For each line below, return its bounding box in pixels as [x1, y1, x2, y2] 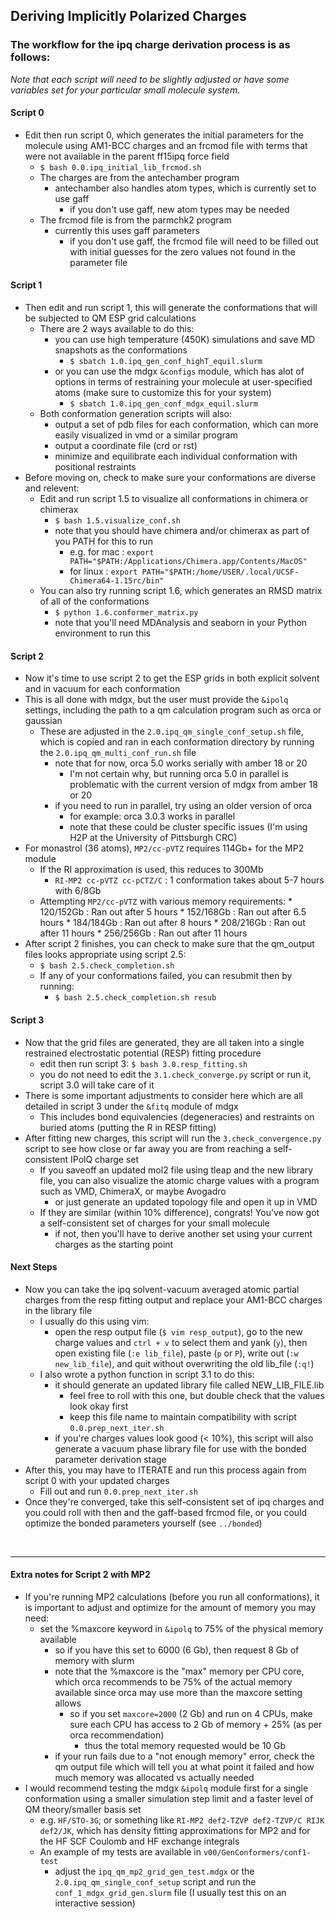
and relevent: [24, 482, 80, 494]
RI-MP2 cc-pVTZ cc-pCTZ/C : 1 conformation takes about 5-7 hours [54, 874, 325, 886]
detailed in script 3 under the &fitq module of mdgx [24, 1100, 239, 1112]
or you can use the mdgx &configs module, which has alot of [54, 365, 305, 378]
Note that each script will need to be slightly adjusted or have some [10, 73, 290, 85]
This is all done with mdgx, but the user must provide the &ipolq [24, 694, 289, 706]
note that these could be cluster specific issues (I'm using [69, 821, 308, 833]
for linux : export [69, 565, 138, 578]
